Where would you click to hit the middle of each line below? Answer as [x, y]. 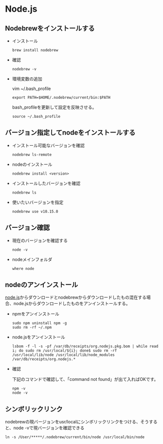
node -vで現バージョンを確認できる [49, 428]
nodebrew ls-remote [32, 155]
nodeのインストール [32, 164]
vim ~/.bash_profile [31, 89]
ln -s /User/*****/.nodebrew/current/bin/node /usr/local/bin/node [75, 437]
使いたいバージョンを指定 [38, 202]
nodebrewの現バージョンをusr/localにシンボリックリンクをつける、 [73, 422]
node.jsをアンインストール [39, 337]
